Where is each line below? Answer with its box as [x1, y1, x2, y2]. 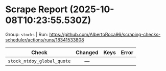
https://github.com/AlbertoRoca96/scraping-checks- [49, 31, 161, 37]
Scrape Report [5, 4, 68, 15]
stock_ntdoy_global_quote [8, 58, 71, 64]
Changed [76, 49, 99, 56]
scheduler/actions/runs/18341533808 [5, 37, 84, 43]
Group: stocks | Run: [5, 31, 49, 37]
